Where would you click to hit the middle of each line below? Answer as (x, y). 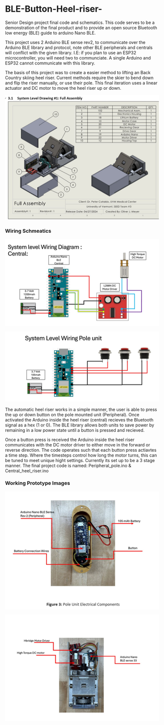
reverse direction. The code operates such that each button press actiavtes (81, 450)
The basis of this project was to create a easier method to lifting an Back (78, 72)
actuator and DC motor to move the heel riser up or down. (63, 88)
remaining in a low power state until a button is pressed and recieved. (75, 430)
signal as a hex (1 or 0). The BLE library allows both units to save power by (80, 425)
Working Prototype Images (38, 483)
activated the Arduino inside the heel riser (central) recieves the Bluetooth (79, 420)
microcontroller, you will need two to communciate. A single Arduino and (78, 58)
